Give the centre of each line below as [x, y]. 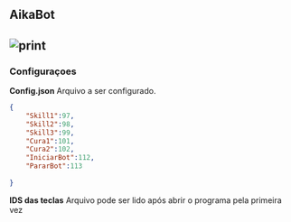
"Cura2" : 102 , [50, 149]
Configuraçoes [43, 71]
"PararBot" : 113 [54, 166]
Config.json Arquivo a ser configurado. [83, 91]
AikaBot [33, 15]
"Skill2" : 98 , [50, 124]
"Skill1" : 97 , [50, 116]
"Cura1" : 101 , [50, 141]
